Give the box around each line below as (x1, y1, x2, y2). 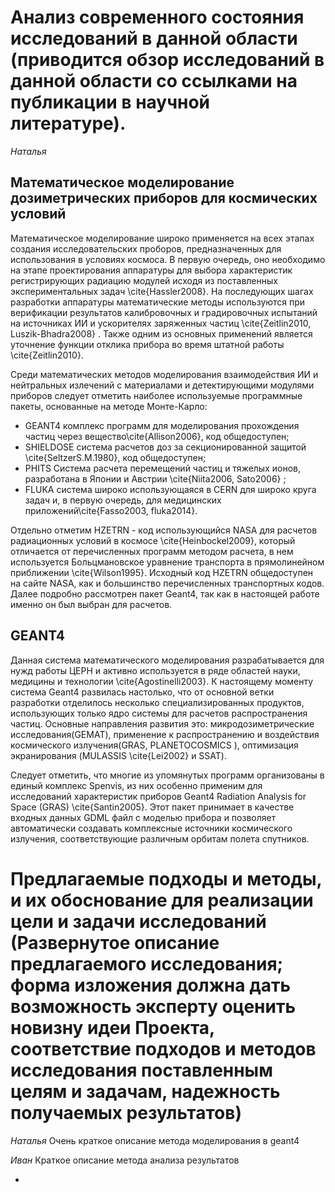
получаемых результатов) (10, 1101, 242, 1124)
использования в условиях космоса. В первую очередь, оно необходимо (10, 253, 326, 265)
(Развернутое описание (10, 931, 220, 954)
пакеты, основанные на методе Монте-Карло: (10, 400, 208, 412)
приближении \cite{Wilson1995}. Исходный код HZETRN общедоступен (10, 566, 314, 578)
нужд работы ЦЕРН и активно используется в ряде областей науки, (10, 664, 301, 676)
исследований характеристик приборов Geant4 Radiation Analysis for (10, 790, 307, 802)
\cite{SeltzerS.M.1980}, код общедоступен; (24, 451, 207, 463)
